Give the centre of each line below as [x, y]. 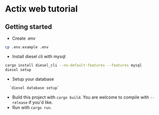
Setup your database [33, 79]
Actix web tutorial [41, 9]
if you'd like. [41, 102]
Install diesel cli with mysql [39, 56]
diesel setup [18, 70]
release [20, 102]
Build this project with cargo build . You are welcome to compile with [80, 97]
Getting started [29, 27]
